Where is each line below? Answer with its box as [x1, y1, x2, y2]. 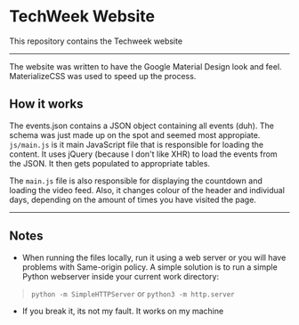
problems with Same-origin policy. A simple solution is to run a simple [21, 261, 278, 272]
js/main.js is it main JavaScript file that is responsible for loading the [9, 139, 264, 150]
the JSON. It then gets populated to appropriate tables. [9, 158, 211, 168]
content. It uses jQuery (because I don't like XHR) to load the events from [9, 149, 278, 159]
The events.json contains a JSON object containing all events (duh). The [9, 120, 274, 131]
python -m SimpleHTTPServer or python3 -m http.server [30, 288, 235, 299]
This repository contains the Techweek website [9, 36, 183, 46]
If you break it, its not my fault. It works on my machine [21, 305, 224, 316]
